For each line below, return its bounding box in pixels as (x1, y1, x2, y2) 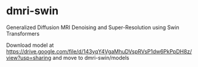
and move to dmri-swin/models (52, 54, 129, 61)
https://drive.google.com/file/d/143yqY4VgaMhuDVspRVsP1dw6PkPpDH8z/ (6, 47, 192, 55)
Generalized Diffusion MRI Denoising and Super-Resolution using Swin (6, 24, 180, 31)
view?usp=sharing (6, 54, 52, 61)
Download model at (6, 42, 54, 49)
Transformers (6, 30, 40, 37)
